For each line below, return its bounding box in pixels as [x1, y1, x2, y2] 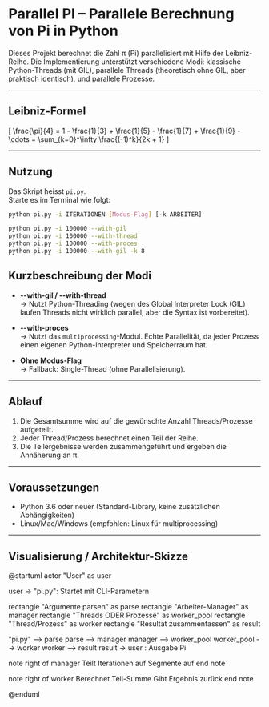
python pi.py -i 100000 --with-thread [8, 232, 138, 240]
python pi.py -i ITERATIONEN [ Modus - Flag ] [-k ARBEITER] [8, 210, 203, 219]
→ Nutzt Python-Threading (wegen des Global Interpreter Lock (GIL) [19, 299, 246, 308]
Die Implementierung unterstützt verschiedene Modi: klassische [30, 57, 242, 66]
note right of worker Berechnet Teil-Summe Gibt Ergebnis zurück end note [8, 674, 254, 684]
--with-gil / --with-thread [19, 290, 106, 300]
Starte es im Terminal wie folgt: [8, 195, 111, 204]
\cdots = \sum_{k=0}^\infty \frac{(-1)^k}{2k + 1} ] [8, 134, 170, 144]
